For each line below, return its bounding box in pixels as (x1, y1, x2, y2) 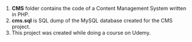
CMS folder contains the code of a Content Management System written (11, 5, 186, 12)
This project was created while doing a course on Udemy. (11, 29, 151, 36)
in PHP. (11, 11, 30, 18)
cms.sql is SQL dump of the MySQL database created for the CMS (11, 17, 173, 24)
